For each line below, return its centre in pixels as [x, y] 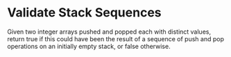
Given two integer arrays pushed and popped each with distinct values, [109, 32]
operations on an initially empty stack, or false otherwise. [89, 46]
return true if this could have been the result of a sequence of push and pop [115, 38]
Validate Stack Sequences [84, 13]
